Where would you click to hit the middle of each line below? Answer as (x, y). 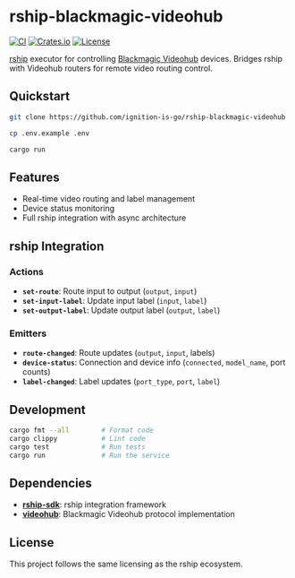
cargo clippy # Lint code (77, 438)
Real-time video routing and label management (108, 199)
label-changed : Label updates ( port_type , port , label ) (121, 382)
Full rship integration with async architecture (104, 218)
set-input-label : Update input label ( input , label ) (114, 300)
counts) (36, 372)
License (32, 543)
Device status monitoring (68, 209)
